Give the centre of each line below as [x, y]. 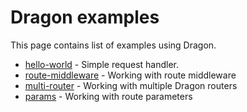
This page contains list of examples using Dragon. [113, 45]
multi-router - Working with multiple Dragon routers [131, 85]
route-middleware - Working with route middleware [130, 75]
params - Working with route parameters [108, 96]
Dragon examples [85, 17]
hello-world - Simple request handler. [102, 64]
